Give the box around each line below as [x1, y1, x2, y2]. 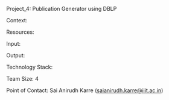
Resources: [6, 28, 34, 36]
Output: [6, 52, 25, 59]
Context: [6, 17, 28, 23]
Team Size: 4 [6, 75, 39, 82]
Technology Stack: [6, 63, 53, 70]
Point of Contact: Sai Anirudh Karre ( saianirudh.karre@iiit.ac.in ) [6, 87, 164, 94]
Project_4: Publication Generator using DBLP [6, 5, 117, 12]
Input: [6, 40, 21, 47]
